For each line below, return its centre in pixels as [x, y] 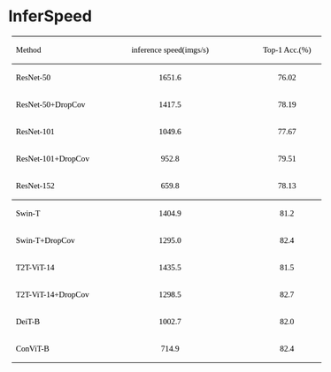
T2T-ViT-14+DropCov [52, 294]
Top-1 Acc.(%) [287, 49]
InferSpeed [50, 16]
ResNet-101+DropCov [53, 158]
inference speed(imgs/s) [170, 49]
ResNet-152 [35, 186]
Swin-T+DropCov [46, 240]
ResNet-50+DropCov [50, 104]
